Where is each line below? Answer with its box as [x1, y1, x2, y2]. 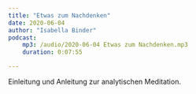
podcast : [8, 33, 37, 42]
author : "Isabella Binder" [8, 26, 97, 34]
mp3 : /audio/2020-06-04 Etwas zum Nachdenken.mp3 [22, 41, 189, 49]
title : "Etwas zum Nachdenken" [8, 11, 111, 20]
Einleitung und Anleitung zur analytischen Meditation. [8, 77, 181, 86]
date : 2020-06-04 [8, 19, 65, 27]
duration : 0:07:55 [22, 48, 83, 56]
